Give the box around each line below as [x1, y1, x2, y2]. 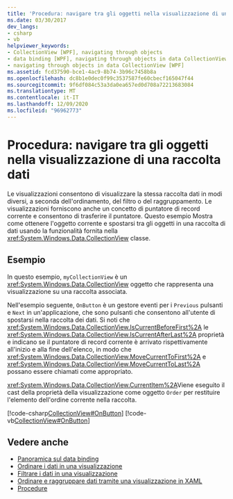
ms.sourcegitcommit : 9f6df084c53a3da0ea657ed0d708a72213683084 [7, 81, 194, 88]
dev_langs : [7, 23, 39, 30]
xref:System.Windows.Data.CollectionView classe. [7, 234, 151, 242]
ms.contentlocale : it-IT [7, 95, 79, 101]
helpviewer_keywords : [7, 42, 70, 49]
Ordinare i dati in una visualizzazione [17, 462, 123, 471]
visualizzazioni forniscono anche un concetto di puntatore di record [7, 204, 200, 213]
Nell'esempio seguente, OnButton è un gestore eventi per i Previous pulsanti [7, 300, 223, 309]
